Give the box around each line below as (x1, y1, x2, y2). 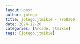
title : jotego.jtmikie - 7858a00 (5, 17, 75, 22)
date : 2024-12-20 (5, 21, 42, 27)
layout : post (5, 7, 33, 13)
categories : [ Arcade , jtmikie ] (5, 26, 71, 31)
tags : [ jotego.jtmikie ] (5, 31, 55, 36)
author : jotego (5, 12, 37, 17)
